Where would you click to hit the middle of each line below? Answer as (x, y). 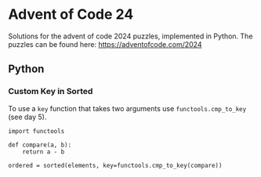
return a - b (43, 152)
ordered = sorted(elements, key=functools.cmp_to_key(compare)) (115, 165)
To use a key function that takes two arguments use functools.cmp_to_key (127, 108)
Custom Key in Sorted (51, 92)
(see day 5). (27, 117)
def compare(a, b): (40, 145)
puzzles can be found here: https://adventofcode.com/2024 (105, 44)
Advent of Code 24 (71, 14)
